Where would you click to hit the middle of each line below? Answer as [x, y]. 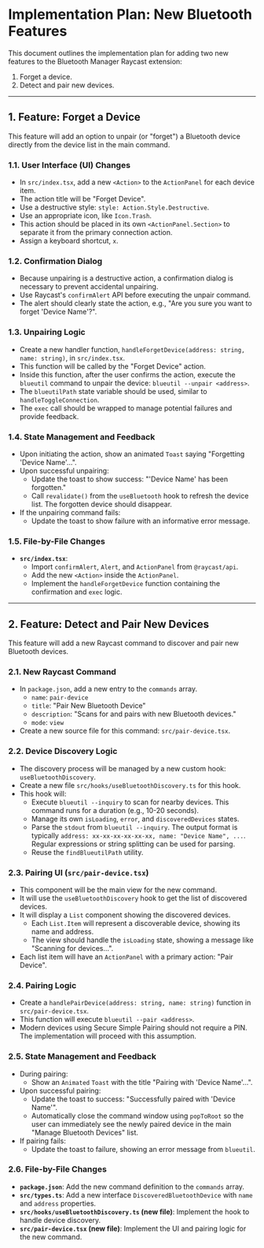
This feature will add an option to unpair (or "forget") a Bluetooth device [125, 136]
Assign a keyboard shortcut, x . [69, 241]
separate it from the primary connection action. [96, 232]
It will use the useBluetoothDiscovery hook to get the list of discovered [133, 898]
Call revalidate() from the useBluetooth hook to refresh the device [140, 496]
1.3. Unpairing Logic [47, 332]
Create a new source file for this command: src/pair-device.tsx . [125, 731]
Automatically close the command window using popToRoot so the [137, 1116]
